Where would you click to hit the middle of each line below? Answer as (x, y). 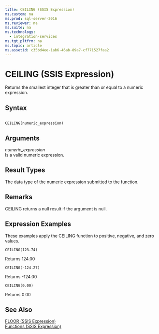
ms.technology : (20, 32)
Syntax (16, 108)
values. (12, 241)
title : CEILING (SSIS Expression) (40, 9)
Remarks (19, 197)
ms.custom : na (19, 14)
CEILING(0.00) (19, 286)
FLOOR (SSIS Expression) (30, 321)
